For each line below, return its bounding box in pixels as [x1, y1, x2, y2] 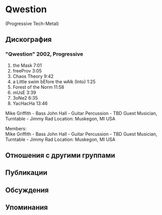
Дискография [5, 35, 52, 44]
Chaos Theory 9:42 [12, 73, 54, 79]
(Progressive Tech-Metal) [5, 20, 59, 27]
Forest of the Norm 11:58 [12, 84, 65, 90]
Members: [5, 125, 27, 131]
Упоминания [5, 203, 48, 212]
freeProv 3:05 [12, 67, 42, 74]
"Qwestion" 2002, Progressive [5, 51, 84, 58]
